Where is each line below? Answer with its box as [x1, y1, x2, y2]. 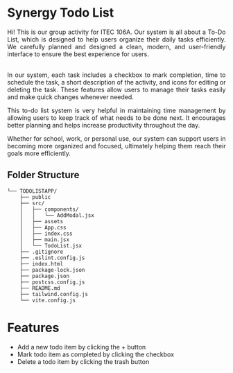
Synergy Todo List [7, 5, 114, 21]
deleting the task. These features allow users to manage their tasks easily [7, 85, 226, 94]
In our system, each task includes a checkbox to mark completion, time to [7, 71, 226, 79]
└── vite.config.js [19, 297, 76, 304]
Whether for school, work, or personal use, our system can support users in [7, 134, 226, 143]
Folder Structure [7, 169, 80, 181]
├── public [19, 193, 51, 200]
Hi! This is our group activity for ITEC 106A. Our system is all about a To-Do [7, 28, 226, 36]
